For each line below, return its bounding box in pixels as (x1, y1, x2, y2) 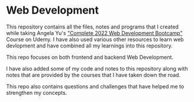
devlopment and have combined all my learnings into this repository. (6, 42, 173, 49)
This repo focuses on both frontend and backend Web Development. (6, 53, 173, 60)
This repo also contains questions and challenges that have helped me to (6, 82, 185, 90)
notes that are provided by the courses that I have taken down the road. (6, 71, 181, 78)
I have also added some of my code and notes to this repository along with (6, 65, 188, 72)
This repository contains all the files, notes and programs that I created (6, 23, 179, 30)
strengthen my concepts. (6, 89, 67, 96)
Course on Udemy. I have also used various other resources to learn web (6, 36, 185, 43)
